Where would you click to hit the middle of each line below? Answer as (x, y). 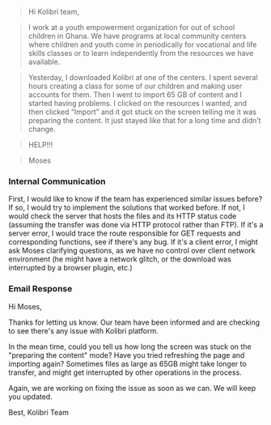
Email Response (40, 289)
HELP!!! (40, 144)
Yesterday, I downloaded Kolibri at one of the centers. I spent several (143, 77)
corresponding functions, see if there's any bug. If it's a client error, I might (133, 242)
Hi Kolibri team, (53, 12)
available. (44, 62)
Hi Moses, (25, 306)
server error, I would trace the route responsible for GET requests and (125, 233)
